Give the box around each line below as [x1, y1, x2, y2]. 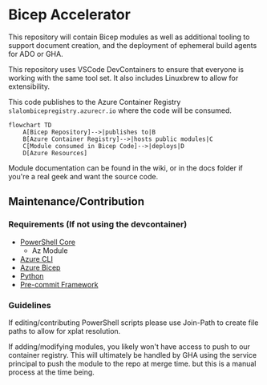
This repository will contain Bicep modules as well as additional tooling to [8, 32, 250, 42]
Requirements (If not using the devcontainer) [8, 219, 188, 230]
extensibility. [8, 82, 51, 91]
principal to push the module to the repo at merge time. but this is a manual [8, 359, 257, 368]
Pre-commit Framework [19, 279, 99, 289]
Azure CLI [19, 254, 54, 263]
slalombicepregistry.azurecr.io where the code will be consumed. [8, 106, 233, 115]
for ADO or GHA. [8, 49, 63, 58]
